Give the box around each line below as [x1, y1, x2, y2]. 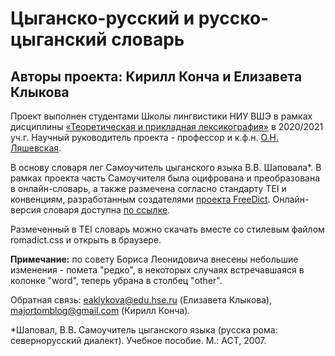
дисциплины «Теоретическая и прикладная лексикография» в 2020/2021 [10, 121, 324, 132]
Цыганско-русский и [10, 7, 195, 30]
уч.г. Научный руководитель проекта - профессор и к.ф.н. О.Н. [10, 132, 280, 143]
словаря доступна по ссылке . [43, 204, 171, 216]
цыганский [10, 28, 108, 51]
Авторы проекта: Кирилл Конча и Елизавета [10, 68, 303, 85]
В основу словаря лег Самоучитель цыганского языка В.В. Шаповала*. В [10, 162, 322, 173]
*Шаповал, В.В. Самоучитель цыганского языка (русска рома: [10, 324, 278, 336]
